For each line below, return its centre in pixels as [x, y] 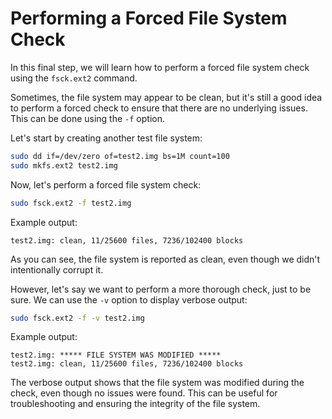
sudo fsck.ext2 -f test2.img [71, 203]
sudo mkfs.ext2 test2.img [64, 165]
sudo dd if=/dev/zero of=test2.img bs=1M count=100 [120, 156]
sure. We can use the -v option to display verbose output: [129, 299]
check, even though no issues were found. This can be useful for [144, 393]
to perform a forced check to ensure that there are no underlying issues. [159, 108]
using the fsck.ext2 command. [74, 78]
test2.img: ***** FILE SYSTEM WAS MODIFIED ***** [116, 355]
